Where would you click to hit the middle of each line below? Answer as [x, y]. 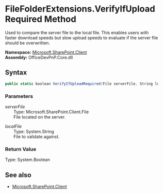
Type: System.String [34, 131]
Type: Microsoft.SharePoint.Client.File [51, 112]
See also [18, 175]
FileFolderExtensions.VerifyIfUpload [80, 9]
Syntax [16, 73]
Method [60, 19]
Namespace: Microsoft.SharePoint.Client [46, 52]
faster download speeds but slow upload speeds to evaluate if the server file [81, 38]
